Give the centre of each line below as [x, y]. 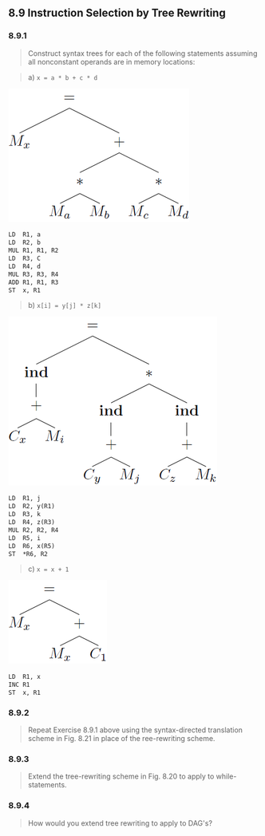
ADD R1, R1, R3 [34, 282]
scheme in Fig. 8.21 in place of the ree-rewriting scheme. [121, 738]
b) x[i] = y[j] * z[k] [65, 305]
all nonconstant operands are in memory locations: [111, 61]
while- [226, 776]
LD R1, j [25, 498]
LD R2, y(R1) [32, 506]
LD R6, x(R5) [32, 546]
